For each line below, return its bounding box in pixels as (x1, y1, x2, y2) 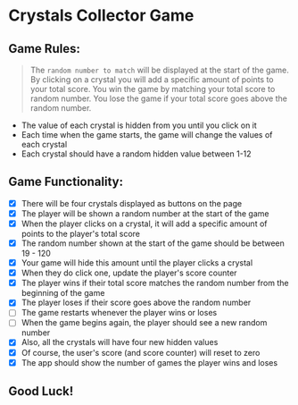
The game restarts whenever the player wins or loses (21, 308, 218, 318)
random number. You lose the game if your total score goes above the (29, 93, 287, 104)
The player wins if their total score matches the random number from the (21, 278, 289, 289)
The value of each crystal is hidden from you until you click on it (21, 120, 258, 131)
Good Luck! (8, 384, 74, 399)
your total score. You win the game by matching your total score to (29, 84, 276, 94)
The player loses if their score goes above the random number (21, 297, 252, 308)
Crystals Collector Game (8, 5, 195, 26)
